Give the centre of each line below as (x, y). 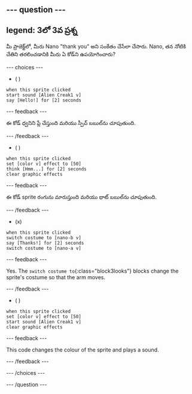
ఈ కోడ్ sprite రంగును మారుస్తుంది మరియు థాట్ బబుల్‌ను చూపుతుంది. (82, 197)
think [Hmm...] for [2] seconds (46, 169)
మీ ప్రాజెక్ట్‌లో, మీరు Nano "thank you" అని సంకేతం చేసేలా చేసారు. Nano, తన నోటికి (96, 47)
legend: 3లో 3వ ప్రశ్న (42, 30)
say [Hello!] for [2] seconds (44, 100)
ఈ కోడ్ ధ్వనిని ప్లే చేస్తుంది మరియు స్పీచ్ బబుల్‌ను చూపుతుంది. (71, 123)
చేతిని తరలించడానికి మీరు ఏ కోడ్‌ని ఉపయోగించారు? (61, 54)
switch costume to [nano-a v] (44, 248)
